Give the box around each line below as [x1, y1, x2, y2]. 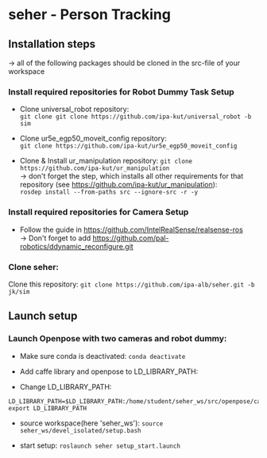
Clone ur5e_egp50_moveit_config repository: [19, 133, 167, 144]
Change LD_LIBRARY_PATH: [19, 382, 112, 391]
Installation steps [8, 37, 96, 51]
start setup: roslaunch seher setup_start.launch [19, 441, 181, 450]
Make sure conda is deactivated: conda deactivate [19, 351, 186, 360]
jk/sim [8, 287, 30, 295]
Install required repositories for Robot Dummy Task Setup [8, 86, 234, 97]
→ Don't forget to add [19, 233, 91, 243]
